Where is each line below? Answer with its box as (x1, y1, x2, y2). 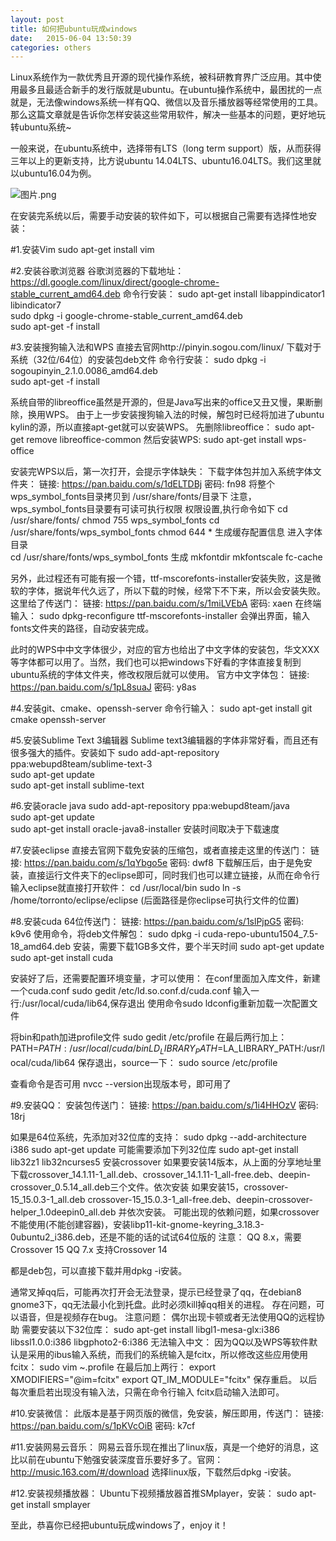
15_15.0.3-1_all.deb (10, 1194, 86, 1206)
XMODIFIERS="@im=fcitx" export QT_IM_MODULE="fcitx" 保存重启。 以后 (10, 1374, 318, 1386)
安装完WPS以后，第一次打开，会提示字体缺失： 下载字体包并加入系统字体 (10, 466, 313, 478)
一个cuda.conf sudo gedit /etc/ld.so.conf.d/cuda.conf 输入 (10, 985, 252, 997)
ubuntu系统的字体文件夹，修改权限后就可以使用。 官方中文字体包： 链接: (10, 669, 310, 681)
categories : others (10, 42, 92, 53)
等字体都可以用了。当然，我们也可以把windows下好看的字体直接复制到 (10, 656, 302, 668)
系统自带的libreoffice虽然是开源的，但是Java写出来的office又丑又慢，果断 (10, 396, 315, 408)
